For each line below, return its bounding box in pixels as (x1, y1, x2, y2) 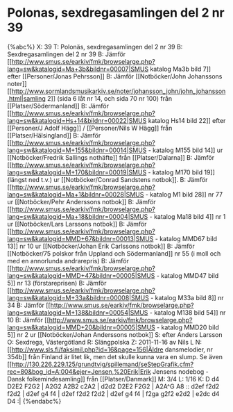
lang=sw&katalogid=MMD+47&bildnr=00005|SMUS (7, 271, 155, 279)
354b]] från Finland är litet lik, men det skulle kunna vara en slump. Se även (7, 352, 223, 361)
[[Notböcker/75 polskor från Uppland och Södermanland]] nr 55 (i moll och (7, 249, 221, 258)
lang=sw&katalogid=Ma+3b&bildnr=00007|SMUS (7, 65, 149, 73)
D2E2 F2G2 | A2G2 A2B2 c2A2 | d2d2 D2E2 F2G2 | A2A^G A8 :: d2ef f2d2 (7, 382, 220, 390)
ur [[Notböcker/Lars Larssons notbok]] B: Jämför (7, 220, 147, 228)
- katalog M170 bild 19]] (148, 168, 215, 176)
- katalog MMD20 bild (156, 323, 220, 331)
